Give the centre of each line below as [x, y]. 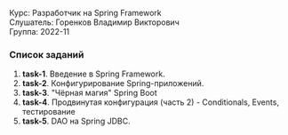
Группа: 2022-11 [40, 32]
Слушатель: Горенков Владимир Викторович [94, 22]
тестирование [48, 112]
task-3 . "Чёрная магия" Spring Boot [89, 93]
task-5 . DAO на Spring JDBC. [76, 121]
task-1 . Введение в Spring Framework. [94, 74]
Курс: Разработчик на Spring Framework [85, 13]
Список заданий [47, 54]
